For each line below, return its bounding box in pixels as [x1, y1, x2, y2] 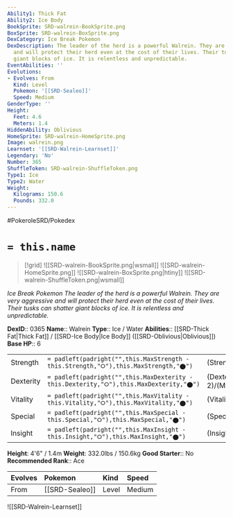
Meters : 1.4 [13, 119, 49, 127]
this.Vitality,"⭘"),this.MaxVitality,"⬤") [47, 398, 193, 407]
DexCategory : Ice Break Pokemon [7, 36, 101, 43]
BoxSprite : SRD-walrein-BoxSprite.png [7, 29, 119, 37]
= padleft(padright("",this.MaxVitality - [47, 391, 189, 400]
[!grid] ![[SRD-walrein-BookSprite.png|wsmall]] [24, 261, 159, 269]
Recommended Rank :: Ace [7, 456, 85, 465]
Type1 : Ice [7, 171, 39, 178]
